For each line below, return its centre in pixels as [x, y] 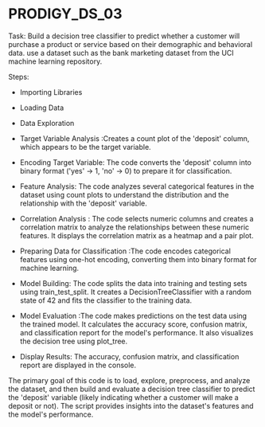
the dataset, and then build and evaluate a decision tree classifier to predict [132, 389]
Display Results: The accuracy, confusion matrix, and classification [129, 356]
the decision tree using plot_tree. [74, 341]
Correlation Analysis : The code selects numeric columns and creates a [136, 218]
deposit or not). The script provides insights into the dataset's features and [131, 405]
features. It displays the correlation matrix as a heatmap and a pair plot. [136, 235]
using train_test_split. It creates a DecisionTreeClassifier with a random [136, 292]
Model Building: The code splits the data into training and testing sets [133, 283]
